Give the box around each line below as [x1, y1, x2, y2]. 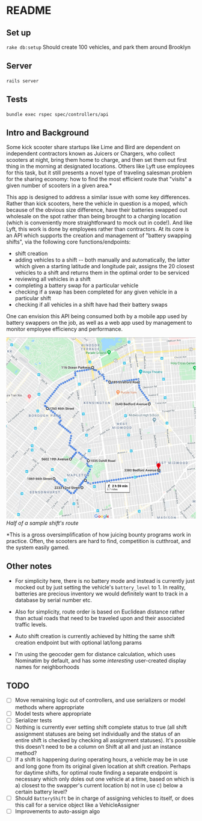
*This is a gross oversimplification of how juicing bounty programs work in [6, 530, 191, 538]
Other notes [6, 561, 52, 571]
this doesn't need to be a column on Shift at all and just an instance [14, 743, 182, 750]
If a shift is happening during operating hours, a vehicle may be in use [14, 755, 188, 763]
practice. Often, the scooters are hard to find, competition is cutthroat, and [6, 537, 191, 544]
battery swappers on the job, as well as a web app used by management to [6, 319, 192, 327]
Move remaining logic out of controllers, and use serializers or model [14, 696, 186, 704]
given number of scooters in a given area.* [6, 182, 112, 189]
